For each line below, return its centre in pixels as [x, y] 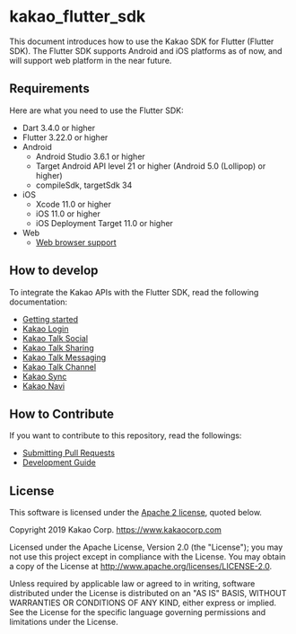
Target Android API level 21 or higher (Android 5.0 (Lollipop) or [151, 166]
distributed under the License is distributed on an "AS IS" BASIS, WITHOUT [148, 594]
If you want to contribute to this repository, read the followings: [126, 436]
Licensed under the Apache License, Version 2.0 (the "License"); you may [146, 547]
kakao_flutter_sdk [78, 17]
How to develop [54, 271]
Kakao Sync [44, 376]
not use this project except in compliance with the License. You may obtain [148, 557]
